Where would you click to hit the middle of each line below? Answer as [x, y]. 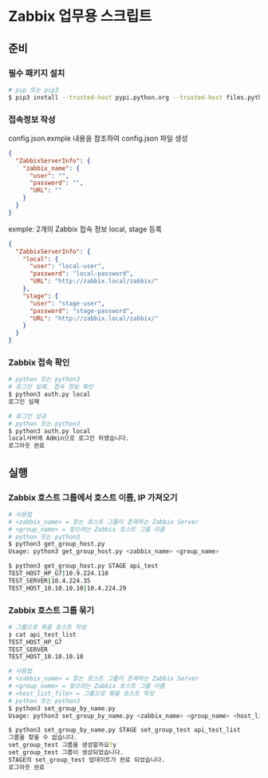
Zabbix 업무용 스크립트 [80, 16]
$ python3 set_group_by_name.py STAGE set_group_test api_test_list [124, 730]
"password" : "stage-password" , [81, 311]
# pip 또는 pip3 [33, 90]
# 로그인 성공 [28, 416]
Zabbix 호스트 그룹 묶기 [51, 610]
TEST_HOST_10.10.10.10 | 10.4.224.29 [67, 588]
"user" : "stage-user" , [67, 303]
